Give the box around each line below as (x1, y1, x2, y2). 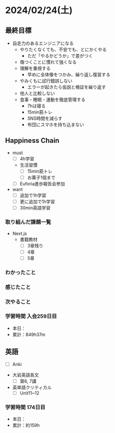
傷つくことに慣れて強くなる (19, 59, 77, 65)
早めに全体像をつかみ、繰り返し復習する (27, 72, 111, 78)
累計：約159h (12, 422, 40, 428)
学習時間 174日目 (5, 403, 46, 410)
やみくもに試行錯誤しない (19, 78, 73, 84)
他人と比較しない (19, 91, 55, 96)
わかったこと (5, 269, 36, 276)
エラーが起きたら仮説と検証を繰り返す (27, 84, 106, 90)
